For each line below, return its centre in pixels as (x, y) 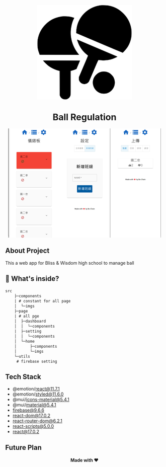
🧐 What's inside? (32, 279)
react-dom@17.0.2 (31, 416)
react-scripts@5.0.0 (33, 426)
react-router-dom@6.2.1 (37, 421)
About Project (27, 251)
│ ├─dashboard (30, 321)
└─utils (22, 356)
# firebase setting (37, 361)
